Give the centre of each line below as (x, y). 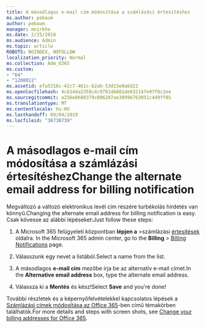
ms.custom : (20, 69)
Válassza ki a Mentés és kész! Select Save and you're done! (91, 287)
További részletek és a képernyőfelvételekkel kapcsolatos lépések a (92, 299)
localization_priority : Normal (46, 58)
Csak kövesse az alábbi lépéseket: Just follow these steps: (80, 220)
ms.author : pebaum (30, 18)
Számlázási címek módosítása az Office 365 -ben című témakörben (91, 305)
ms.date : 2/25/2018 (31, 35)
